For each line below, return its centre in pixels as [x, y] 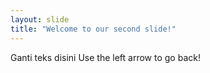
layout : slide [40, 19]
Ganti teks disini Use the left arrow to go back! [105, 57]
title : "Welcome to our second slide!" [93, 29]
